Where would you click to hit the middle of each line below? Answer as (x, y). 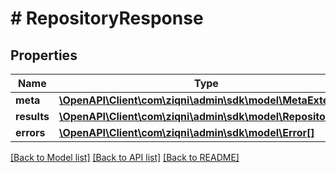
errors (30, 132)
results (32, 116)
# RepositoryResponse (107, 18)
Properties (44, 55)
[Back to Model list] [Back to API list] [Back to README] (125, 157)
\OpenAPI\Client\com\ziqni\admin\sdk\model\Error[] (186, 132)
